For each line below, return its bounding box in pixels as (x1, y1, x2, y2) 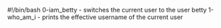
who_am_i (7, 13, 36, 21)
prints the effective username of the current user (41, 13, 184, 21)
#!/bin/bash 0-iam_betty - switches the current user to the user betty (7, 6, 207, 14)
